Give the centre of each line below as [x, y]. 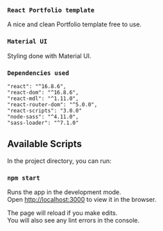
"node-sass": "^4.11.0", [43, 117]
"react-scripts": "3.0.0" [44, 110]
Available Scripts [44, 144]
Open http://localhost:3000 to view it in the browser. [82, 199]
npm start [24, 178]
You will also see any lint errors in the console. [74, 220]
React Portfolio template [51, 10]
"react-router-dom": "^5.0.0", [52, 104]
